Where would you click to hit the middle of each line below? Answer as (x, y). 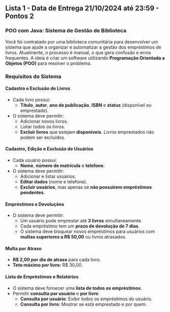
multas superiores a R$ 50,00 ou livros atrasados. (73, 237)
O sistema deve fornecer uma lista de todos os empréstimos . (77, 288)
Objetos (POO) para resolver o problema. (48, 63)
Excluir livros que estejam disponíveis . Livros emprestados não (87, 132)
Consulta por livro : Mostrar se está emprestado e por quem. (83, 304)
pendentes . (32, 192)
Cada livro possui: (31, 100)
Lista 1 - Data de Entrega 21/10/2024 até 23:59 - (82, 8)
